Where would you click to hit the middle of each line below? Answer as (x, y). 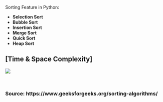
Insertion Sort (27, 27)
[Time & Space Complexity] (49, 59)
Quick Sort (24, 38)
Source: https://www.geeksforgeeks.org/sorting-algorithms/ (81, 93)
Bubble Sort (25, 22)
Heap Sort (23, 43)
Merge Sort (24, 33)
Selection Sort (28, 17)
